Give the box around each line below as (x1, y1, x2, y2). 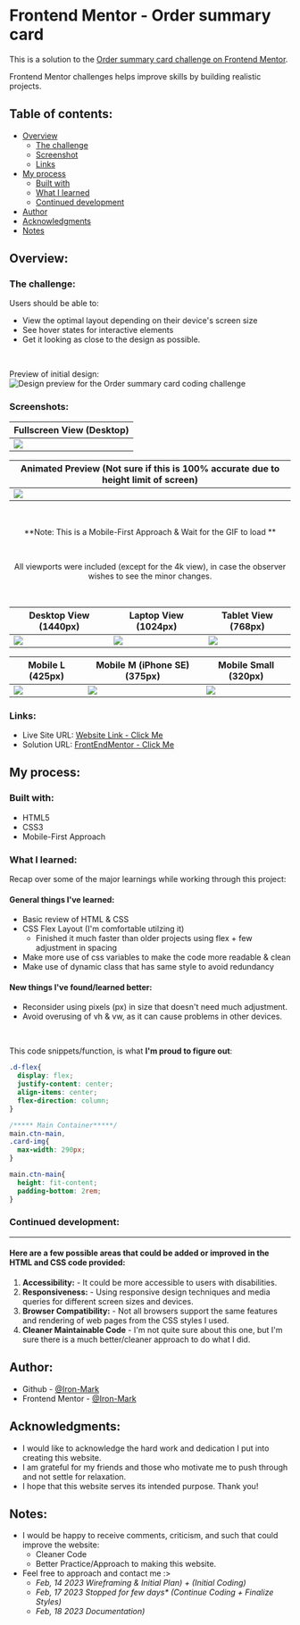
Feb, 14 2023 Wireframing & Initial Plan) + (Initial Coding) (35, 1578, 247, 1588)
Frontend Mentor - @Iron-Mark (21, 1393, 137, 1404)
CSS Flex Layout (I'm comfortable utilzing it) (21, 923, 185, 934)
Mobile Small (218, 658, 275, 671)
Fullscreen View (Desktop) (13, 423, 129, 436)
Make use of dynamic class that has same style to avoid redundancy (21, 962, 275, 972)
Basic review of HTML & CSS (21, 914, 129, 925)
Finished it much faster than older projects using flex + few (35, 933, 253, 944)
